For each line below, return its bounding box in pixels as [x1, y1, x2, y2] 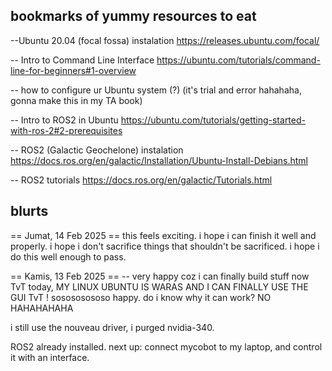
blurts [10, 203, 49, 220]
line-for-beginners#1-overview [10, 64, 137, 76]
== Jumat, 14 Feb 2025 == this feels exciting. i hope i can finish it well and [10, 229, 317, 241]
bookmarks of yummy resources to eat [10, 8, 257, 25]
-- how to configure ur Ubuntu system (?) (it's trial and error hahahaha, [10, 84, 302, 96]
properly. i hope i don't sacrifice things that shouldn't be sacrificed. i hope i [10, 240, 320, 252]
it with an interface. [10, 351, 90, 363]
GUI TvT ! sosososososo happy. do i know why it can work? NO [10, 291, 272, 303]
